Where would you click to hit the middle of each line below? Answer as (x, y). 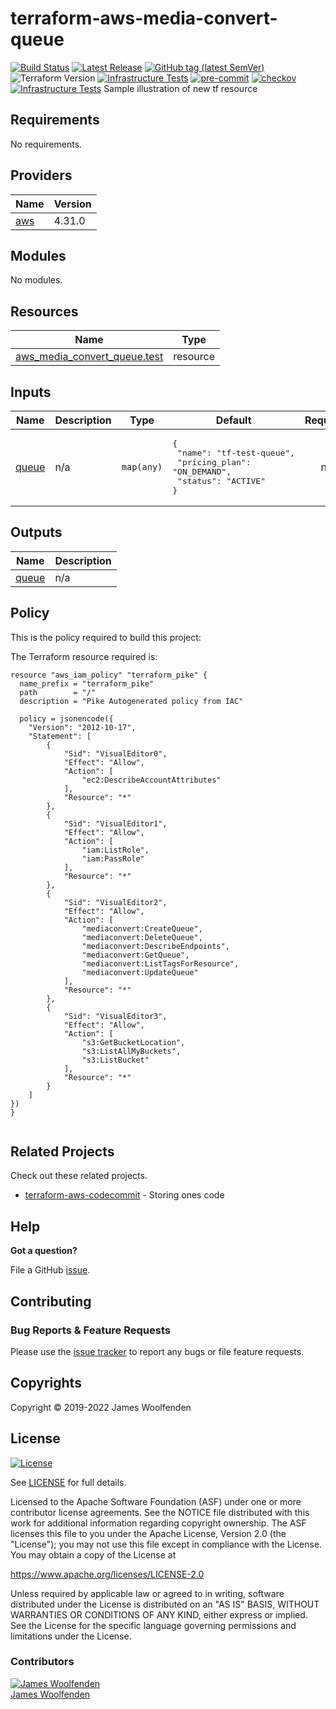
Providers (41, 175)
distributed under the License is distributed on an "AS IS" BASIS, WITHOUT (165, 1604)
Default (233, 420)
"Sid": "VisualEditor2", (115, 902)
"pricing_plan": (214, 462)
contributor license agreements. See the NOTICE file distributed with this (160, 1512)
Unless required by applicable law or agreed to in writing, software (147, 1593)
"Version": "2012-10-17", (82, 727)
